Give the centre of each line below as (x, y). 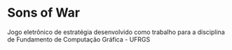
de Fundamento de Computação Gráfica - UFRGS (79, 39)
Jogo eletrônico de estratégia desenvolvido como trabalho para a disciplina (116, 32)
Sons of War (44, 13)
